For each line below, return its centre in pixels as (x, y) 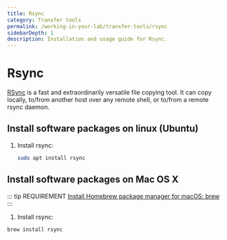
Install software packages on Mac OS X (93, 180)
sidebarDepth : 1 (30, 33)
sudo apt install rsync (51, 158)
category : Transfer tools (44, 20)
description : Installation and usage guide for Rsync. (87, 39)
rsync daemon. (29, 107)
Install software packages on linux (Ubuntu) (103, 129)
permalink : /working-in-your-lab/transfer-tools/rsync (87, 26)
